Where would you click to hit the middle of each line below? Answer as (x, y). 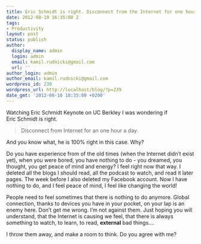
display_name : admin (37, 51)
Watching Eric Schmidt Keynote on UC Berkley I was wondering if (87, 112)
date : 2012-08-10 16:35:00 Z (42, 17)
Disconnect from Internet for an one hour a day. (80, 130)
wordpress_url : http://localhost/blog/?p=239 (64, 90)
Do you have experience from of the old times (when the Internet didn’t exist (100, 153)
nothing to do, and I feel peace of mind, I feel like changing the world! (92, 185)
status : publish (26, 40)
